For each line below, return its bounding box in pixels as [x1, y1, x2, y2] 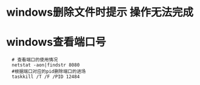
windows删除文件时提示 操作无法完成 [6, 5, 194, 19]
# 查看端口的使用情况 [12, 57, 58, 63]
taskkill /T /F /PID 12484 [12, 74, 80, 80]
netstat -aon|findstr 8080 [12, 62, 80, 68]
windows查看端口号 [6, 36, 106, 49]
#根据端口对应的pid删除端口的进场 [12, 69, 86, 75]
